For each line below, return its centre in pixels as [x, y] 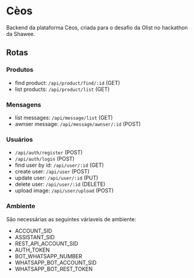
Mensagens [24, 105]
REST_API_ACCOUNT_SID [47, 243]
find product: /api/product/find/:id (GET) [67, 83]
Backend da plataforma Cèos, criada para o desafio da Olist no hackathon [97, 28]
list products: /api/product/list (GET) [62, 89]
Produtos [20, 70]
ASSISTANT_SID [35, 237]
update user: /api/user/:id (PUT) [56, 178]
